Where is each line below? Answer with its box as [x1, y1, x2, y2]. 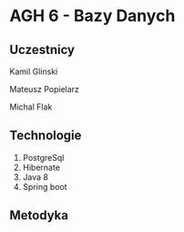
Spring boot [22, 181, 67, 192]
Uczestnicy [9, 42, 76, 58]
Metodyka [9, 207, 68, 224]
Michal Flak [9, 101, 53, 112]
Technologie [9, 128, 82, 143]
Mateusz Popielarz [9, 84, 80, 94]
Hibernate [22, 162, 61, 173]
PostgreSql [22, 152, 65, 163]
